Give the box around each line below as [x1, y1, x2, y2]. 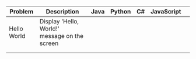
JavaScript [150, 8, 181, 15]
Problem [9, 8, 34, 15]
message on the [39, 32, 83, 40]
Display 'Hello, [39, 18, 79, 25]
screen [39, 39, 59, 47]
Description [45, 8, 79, 15]
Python [110, 8, 131, 15]
